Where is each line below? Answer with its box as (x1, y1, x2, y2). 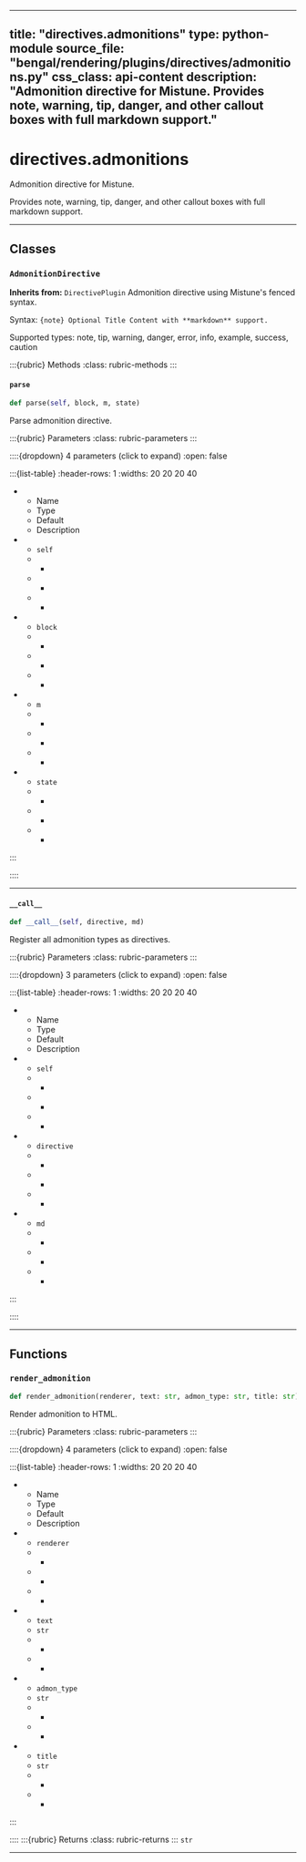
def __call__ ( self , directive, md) (9, 918, 145, 927)
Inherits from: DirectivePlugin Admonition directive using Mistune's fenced (9, 287, 296, 298)
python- (221, 26, 270, 42)
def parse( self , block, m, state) (9, 398, 141, 408)
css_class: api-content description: (51, 69, 258, 85)
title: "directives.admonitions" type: (9, 26, 220, 42)
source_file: (56, 41, 125, 57)
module (9, 41, 54, 57)
